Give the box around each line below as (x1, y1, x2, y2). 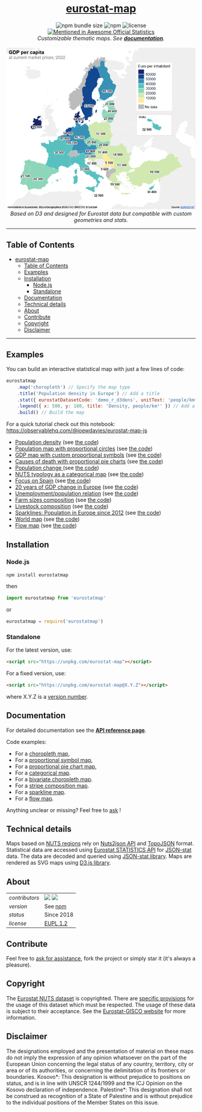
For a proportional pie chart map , (14, 763, 97, 770)
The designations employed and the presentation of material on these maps (6, 1047, 194, 1055)
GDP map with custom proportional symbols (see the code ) (14, 451, 162, 459)
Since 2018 (44, 911, 74, 918)
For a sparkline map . (14, 788, 66, 795)
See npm (44, 903, 67, 910)
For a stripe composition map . (14, 782, 90, 789)
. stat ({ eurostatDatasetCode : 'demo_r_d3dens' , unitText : (17, 397, 165, 403)
